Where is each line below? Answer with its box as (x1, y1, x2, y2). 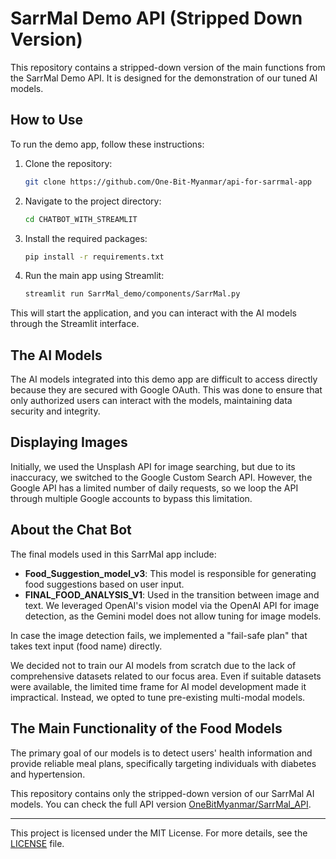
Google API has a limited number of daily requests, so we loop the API (10, 482, 299, 494)
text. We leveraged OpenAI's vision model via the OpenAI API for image (24, 599, 320, 611)
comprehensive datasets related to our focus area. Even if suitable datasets (10, 670, 322, 682)
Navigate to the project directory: (24, 195, 162, 207)
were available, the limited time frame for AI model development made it (10, 680, 307, 692)
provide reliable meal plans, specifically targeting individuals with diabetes (10, 757, 317, 769)
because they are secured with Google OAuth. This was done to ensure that (10, 384, 323, 396)
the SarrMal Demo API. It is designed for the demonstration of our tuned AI (10, 72, 318, 84)
